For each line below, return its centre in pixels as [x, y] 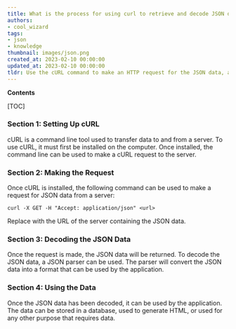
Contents [21, 93]
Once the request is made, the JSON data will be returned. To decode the [113, 255]
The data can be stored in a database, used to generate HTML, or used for [115, 310]
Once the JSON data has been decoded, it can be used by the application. [115, 303]
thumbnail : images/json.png [48, 53]
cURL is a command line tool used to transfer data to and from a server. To [115, 139]
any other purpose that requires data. [61, 318]
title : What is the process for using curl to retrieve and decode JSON [116, 14]
